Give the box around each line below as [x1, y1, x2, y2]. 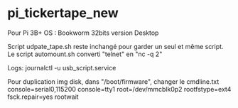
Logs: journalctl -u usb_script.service [7, 63, 117, 72]
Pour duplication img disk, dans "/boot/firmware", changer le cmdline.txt [7, 77, 220, 86]
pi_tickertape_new [7, 5, 119, 21]
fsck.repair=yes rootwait [7, 92, 80, 101]
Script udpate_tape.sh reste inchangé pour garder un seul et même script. [7, 42, 224, 50]
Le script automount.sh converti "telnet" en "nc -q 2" [7, 50, 163, 58]
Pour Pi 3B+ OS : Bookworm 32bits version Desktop [7, 28, 159, 37]
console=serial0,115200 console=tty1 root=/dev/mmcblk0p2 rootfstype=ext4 [7, 85, 232, 93]
